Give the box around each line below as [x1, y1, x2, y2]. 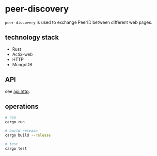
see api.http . [5, 88, 30, 94]
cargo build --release [5, 133, 51, 138]
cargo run [5, 120, 25, 125]
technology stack [5, 33, 59, 42]
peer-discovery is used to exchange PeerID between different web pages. [5, 19, 153, 25]
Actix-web [12, 51, 33, 57]
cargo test [5, 146, 27, 151]
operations [5, 102, 39, 111]
